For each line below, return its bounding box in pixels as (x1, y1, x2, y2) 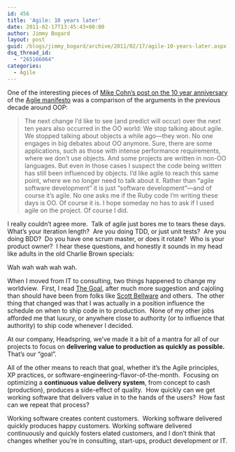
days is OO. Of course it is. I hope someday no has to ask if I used (24, 198, 215, 207)
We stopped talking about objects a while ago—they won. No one (24, 131, 213, 140)
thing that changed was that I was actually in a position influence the (7, 299, 205, 307)
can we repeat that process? (7, 400, 90, 409)
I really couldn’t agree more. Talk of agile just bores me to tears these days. (7, 219, 226, 228)
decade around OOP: (7, 103, 69, 111)
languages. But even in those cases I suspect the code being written (24, 161, 222, 170)
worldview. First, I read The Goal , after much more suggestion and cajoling (7, 284, 224, 292)
